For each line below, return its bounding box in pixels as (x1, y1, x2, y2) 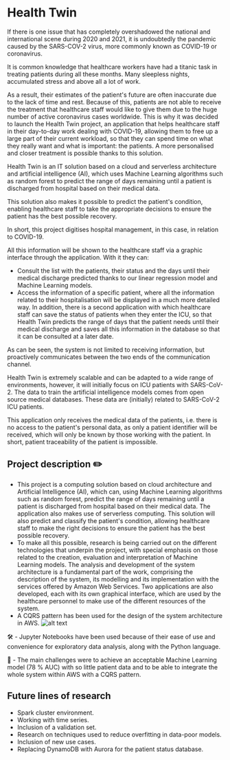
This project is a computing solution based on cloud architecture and (16, 480, 212, 488)
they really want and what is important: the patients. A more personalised (7, 141, 214, 150)
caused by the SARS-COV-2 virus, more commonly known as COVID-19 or (7, 42, 218, 50)
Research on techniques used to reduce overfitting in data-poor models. (16, 730, 222, 739)
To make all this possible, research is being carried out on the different (16, 538, 217, 546)
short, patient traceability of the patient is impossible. (7, 437, 158, 446)
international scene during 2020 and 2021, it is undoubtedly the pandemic (7, 34, 216, 43)
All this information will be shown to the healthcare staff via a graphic (7, 246, 203, 254)
